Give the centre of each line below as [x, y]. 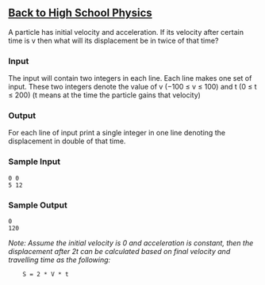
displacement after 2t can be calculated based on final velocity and [119, 251]
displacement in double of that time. [67, 141]
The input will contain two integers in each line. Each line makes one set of [130, 78]
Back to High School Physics [80, 13]
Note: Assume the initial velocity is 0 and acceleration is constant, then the [131, 243]
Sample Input [35, 161]
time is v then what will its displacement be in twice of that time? [113, 40]
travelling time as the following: [60, 260]
